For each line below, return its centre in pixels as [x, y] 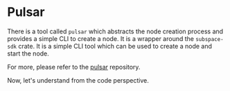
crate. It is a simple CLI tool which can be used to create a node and [115, 46]
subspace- [209, 39]
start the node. [28, 53]
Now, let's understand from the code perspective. [78, 80]
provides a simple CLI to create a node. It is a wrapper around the [100, 38]
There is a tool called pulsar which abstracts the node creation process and [115, 31]
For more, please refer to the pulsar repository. [74, 67]
